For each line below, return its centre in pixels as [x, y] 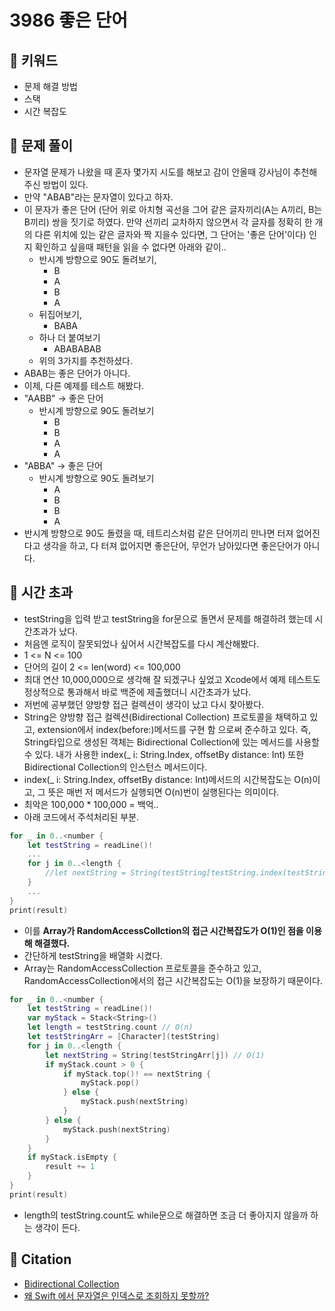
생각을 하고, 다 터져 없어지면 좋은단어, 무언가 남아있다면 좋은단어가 [172, 545]
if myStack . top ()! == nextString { [137, 1074]
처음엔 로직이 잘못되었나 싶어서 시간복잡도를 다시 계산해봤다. [141, 643]
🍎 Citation [40, 1259]
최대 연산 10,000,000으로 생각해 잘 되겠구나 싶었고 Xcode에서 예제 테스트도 [172, 679]
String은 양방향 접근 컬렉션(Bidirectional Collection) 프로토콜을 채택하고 [165, 717]
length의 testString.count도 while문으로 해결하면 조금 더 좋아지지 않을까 [166, 1215]
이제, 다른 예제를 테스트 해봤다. [84, 385]
